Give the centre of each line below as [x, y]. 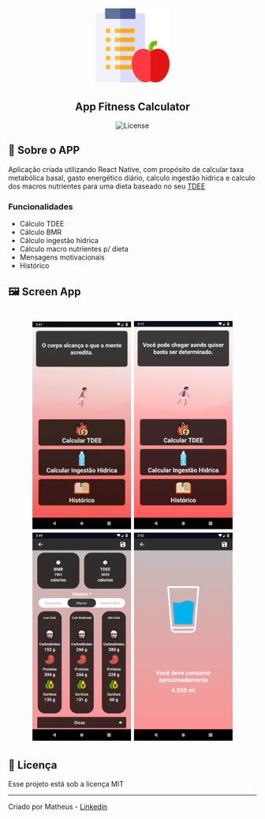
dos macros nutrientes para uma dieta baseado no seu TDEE [107, 186]
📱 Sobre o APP [44, 150]
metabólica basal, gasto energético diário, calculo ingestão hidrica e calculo [132, 178]
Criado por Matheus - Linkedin [58, 807]
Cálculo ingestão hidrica [59, 241]
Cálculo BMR [41, 232]
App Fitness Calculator [132, 107]
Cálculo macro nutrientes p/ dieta [74, 249]
